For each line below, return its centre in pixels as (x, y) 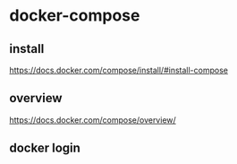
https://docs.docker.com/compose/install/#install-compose (118, 70)
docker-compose (75, 16)
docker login (45, 148)
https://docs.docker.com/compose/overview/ (93, 120)
